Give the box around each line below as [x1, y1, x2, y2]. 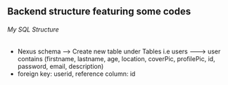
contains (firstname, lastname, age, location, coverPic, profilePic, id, [17, 54, 216, 63]
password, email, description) [17, 62, 104, 70]
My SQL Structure [7, 25, 60, 34]
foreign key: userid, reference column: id [17, 70, 136, 78]
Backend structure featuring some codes [7, 6, 191, 18]
